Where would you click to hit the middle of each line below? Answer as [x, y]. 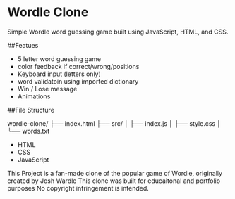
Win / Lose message [47, 89]
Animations [34, 96]
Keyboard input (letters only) [59, 74]
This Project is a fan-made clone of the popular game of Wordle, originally [115, 173]
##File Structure [31, 110]
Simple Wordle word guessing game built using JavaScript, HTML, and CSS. [118, 32]
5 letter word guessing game [59, 59]
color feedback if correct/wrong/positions [78, 66]
